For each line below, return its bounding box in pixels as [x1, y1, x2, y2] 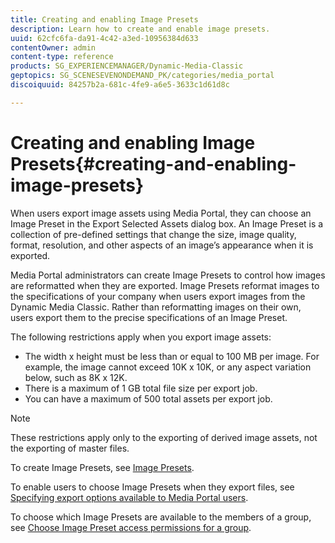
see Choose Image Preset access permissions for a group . [10, 521, 252, 533]
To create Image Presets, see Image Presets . [10, 461, 195, 473]
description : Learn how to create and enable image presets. [10, 24, 271, 34]
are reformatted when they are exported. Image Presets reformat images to [10, 279, 320, 291]
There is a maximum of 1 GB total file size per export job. [24, 382, 258, 394]
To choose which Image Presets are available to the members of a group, [10, 511, 312, 523]
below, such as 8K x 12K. [24, 371, 128, 383]
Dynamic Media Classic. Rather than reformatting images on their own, [10, 301, 302, 313]
